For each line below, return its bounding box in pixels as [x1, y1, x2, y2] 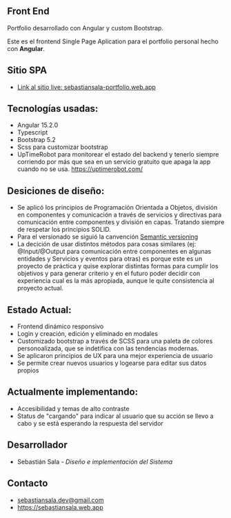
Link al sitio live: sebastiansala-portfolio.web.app [17, 83, 157, 91]
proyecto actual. [17, 284, 64, 292]
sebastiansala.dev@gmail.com [17, 496, 104, 504]
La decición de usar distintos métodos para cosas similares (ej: [17, 240, 197, 248]
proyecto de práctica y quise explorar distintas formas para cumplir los [17, 262, 219, 270]
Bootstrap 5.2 [17, 136, 57, 144]
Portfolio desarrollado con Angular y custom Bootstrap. [7, 23, 164, 32]
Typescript [17, 128, 48, 137]
